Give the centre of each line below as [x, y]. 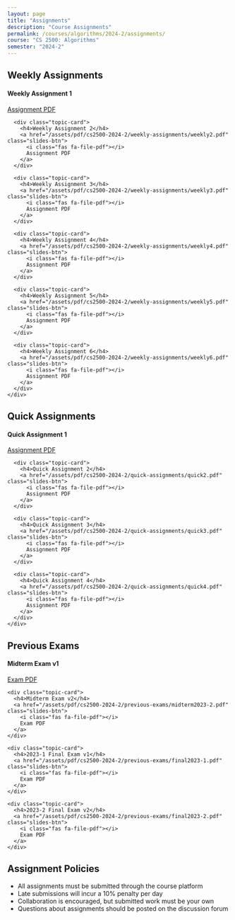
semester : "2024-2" [36, 47]
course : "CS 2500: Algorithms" [53, 40]
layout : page [26, 14]
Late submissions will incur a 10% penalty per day [90, 893]
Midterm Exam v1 [33, 664]
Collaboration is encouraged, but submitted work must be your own [116, 901]
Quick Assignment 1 [37, 434]
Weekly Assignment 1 [40, 93]
